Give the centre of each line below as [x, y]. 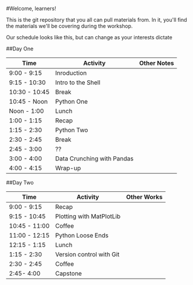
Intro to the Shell [78, 83]
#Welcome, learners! [31, 8]
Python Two [72, 130]
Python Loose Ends [82, 235]
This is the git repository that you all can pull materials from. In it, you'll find [96, 20]
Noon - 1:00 [27, 111]
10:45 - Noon [28, 102]
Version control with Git [87, 254]
